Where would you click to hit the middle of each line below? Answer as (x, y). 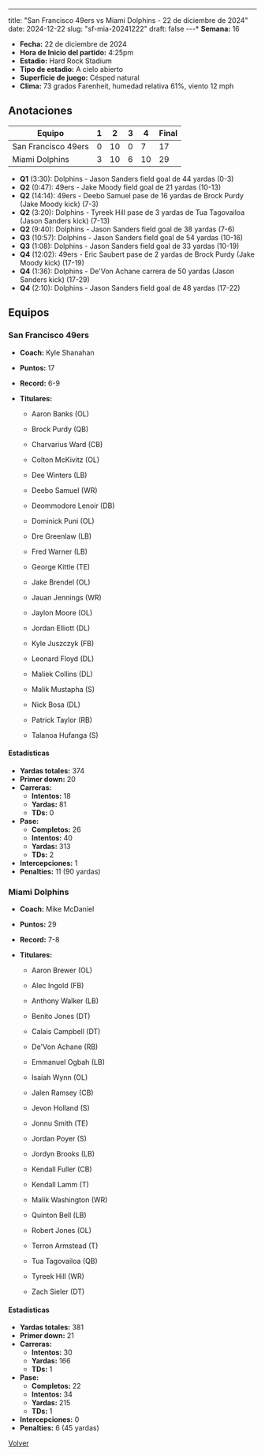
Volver (19, 1443)
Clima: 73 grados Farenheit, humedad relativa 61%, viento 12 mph (127, 86)
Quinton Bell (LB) (59, 1215)
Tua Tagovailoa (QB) (65, 1261)
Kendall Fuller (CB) (62, 1169)
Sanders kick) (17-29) (55, 279)
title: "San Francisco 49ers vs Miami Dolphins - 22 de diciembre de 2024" (128, 20)
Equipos (29, 313)
